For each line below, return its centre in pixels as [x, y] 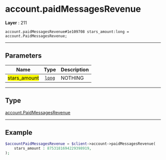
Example [19, 132]
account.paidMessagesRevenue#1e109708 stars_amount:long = [67, 32]
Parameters [23, 56]
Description [75, 69]
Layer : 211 [16, 23]
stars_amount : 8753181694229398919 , [53, 149]
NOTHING [72, 78]
